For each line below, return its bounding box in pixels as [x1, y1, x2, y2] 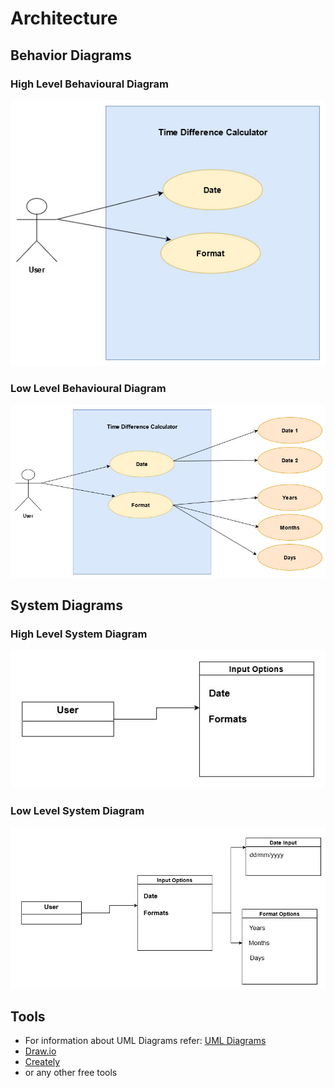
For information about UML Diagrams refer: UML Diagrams [24, 1035, 267, 1047]
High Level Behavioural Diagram [10, 77, 169, 91]
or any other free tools [24, 1067, 118, 1079]
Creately [24, 1056, 61, 1068]
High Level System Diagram [10, 627, 148, 641]
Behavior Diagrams [10, 47, 132, 64]
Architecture [10, 7, 118, 30]
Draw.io [24, 1045, 57, 1057]
